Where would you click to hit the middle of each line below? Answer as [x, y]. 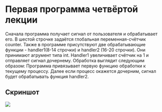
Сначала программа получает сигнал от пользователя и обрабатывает [81, 34]
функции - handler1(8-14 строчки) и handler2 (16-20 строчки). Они [75, 50]
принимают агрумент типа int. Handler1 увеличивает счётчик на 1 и [77, 55]
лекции [21, 20]
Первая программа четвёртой [72, 9]
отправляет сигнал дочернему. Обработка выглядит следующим [75, 60]
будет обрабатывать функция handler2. [47, 76]
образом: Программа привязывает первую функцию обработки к [75, 66]
